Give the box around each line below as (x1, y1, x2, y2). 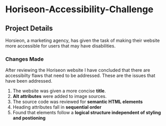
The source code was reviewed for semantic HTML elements (12, 98, 143, 105)
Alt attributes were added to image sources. (12, 93, 107, 99)
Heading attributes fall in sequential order (12, 104, 102, 110)
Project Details (5, 24, 53, 33)
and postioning (12, 115, 46, 121)
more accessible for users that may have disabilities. (5, 43, 116, 49)
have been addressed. (5, 78, 53, 84)
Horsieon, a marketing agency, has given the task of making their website (5, 37, 160, 43)
